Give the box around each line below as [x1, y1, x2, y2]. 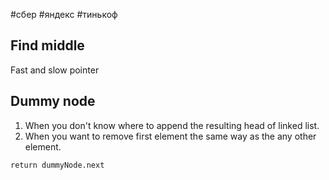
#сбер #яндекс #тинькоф [10, 9, 118, 20]
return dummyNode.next [10, 160, 105, 170]
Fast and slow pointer [10, 64, 100, 76]
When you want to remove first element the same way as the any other [24, 130, 317, 142]
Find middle [10, 37, 85, 54]
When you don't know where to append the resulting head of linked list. [24, 119, 320, 131]
